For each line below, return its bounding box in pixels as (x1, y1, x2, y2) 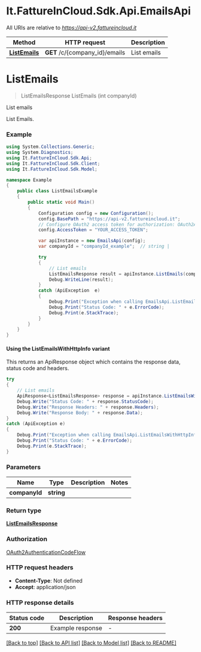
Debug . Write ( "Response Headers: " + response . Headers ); (17, 404, 160, 410)
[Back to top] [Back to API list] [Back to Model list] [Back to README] (6, 639, 176, 647)
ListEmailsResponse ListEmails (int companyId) (20, 92, 137, 99)
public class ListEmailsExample (17, 188, 98, 194)
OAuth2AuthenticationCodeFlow (6, 548, 86, 556)
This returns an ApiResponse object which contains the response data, (6, 358, 181, 366)
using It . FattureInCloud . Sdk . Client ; (6, 160, 100, 166)
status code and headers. (6, 365, 69, 372)
